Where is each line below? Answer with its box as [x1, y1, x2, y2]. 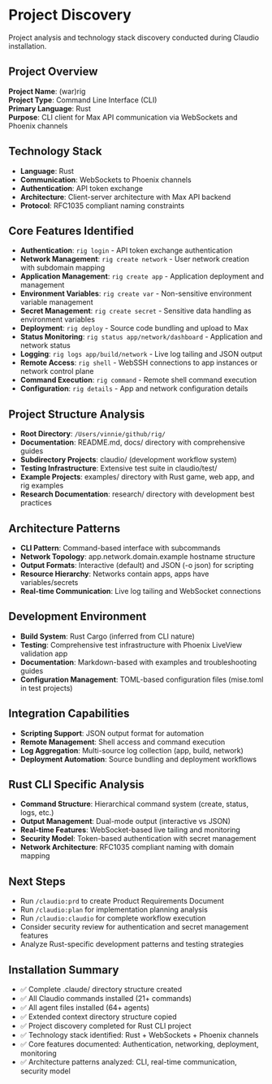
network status [19, 340, 71, 350]
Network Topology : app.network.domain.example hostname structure [19, 552, 256, 562]
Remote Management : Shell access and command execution [19, 737, 226, 747]
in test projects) [19, 683, 73, 692]
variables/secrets [19, 578, 79, 587]
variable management [19, 297, 93, 307]
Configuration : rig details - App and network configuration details [19, 384, 248, 393]
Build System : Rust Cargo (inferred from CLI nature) [19, 631, 195, 641]
